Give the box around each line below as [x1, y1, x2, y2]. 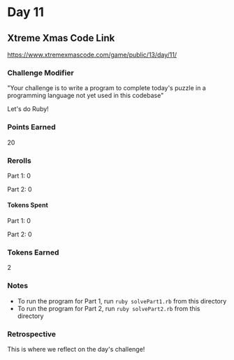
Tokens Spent [7, 201, 49, 210]
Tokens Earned [7, 247, 59, 257]
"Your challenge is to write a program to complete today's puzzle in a [7, 84, 206, 92]
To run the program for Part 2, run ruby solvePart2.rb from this [17, 304, 200, 312]
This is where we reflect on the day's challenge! [7, 345, 145, 353]
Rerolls [7, 155, 31, 165]
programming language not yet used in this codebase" [7, 92, 164, 100]
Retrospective [7, 329, 57, 339]
